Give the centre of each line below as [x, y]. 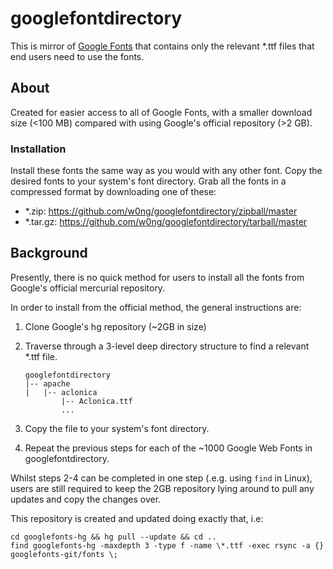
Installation [38, 149]
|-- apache [47, 383]
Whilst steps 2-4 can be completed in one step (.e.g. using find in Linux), [161, 478]
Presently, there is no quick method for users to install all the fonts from [157, 277]
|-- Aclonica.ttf [97, 401]
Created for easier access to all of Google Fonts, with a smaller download [161, 112]
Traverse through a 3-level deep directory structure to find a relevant [167, 346]
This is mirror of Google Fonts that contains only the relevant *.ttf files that [162, 46]
